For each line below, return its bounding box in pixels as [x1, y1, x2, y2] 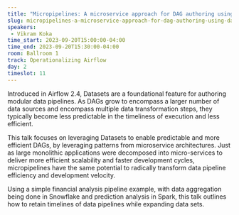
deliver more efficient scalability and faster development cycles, [7, 155, 195, 164]
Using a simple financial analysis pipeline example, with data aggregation [7, 184, 222, 193]
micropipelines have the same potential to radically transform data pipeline [7, 163, 226, 172]
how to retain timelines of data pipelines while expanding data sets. [7, 199, 205, 208]
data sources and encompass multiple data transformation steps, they [7, 104, 213, 113]
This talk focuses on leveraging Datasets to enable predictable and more [7, 133, 221, 142]
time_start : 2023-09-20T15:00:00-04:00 [7, 37, 126, 44]
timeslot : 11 [7, 70, 46, 77]
